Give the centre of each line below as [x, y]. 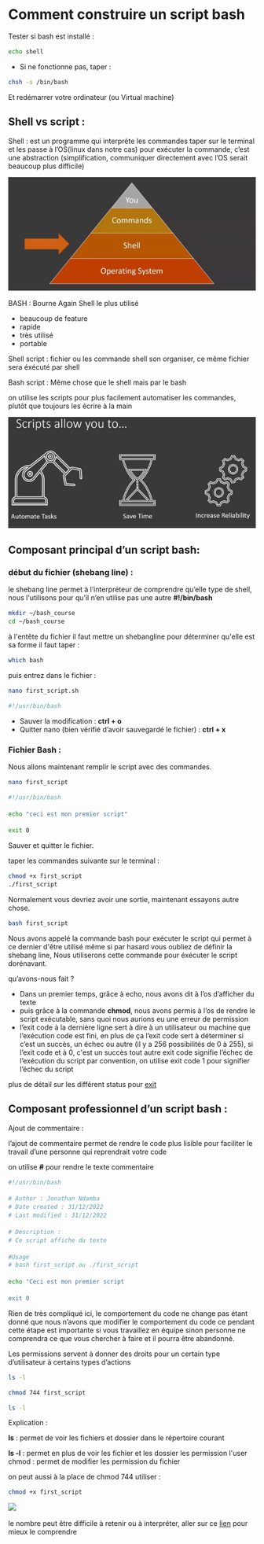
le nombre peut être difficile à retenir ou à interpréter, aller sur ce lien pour [128, 1524]
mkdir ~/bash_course [42, 614]
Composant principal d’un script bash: [104, 550]
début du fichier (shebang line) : [71, 572]
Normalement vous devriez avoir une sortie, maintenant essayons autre [124, 899]
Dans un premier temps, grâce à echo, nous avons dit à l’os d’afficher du [137, 993]
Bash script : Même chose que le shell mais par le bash [97, 382]
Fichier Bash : [35, 750]
